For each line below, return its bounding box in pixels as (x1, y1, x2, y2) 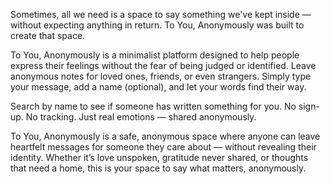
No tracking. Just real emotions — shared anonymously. (25, 111, 257, 123)
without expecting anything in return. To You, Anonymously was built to (10, 19, 305, 31)
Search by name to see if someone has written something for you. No (10, 100, 297, 112)
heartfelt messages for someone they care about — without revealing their (10, 141, 317, 153)
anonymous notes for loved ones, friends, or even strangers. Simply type (10, 70, 312, 82)
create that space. (10, 30, 86, 41)
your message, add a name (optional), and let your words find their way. (10, 81, 307, 93)
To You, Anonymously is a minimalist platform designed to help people (10, 49, 300, 61)
